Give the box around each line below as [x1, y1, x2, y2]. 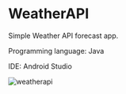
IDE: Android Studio [8, 61, 73, 71]
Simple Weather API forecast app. [8, 31, 119, 40]
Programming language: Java [8, 46, 105, 55]
